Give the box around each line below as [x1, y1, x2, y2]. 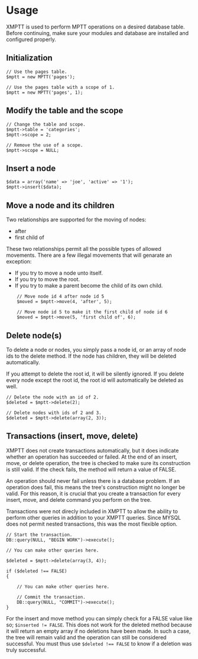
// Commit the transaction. [17, 594, 86, 600]
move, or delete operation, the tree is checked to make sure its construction [6, 459, 191, 466]
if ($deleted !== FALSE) [6, 568, 67, 574]
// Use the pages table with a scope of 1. [6, 84, 115, 90]
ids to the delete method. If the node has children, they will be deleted [6, 352, 177, 359]
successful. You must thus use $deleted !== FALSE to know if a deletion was [6, 640, 192, 647]
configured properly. [6, 36, 56, 43]
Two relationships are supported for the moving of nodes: [6, 216, 147, 223]
